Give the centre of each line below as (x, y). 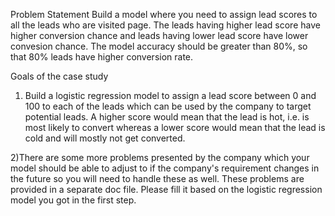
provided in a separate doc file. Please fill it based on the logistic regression (166, 189)
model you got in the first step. (73, 200)
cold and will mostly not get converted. (105, 138)
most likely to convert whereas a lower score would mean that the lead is (175, 127)
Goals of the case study (59, 76)
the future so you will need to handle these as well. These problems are (157, 178)
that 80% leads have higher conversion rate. (102, 57)
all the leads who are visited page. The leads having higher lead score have (165, 25)
